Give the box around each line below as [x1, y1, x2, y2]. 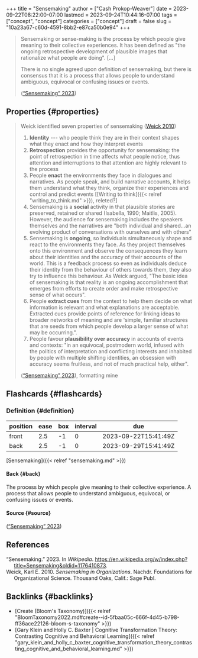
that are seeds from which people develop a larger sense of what [29, 322, 189, 330]
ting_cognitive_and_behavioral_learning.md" [14, 645, 122, 652]
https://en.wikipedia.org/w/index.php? [95, 556, 188, 563]
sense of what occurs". [29, 291, 86, 298]
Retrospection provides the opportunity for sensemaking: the [29, 146, 180, 153]
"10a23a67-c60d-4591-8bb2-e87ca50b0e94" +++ [6, 24, 131, 31]
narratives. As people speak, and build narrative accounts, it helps [29, 178, 191, 185]
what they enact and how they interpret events [29, 140, 143, 147]
